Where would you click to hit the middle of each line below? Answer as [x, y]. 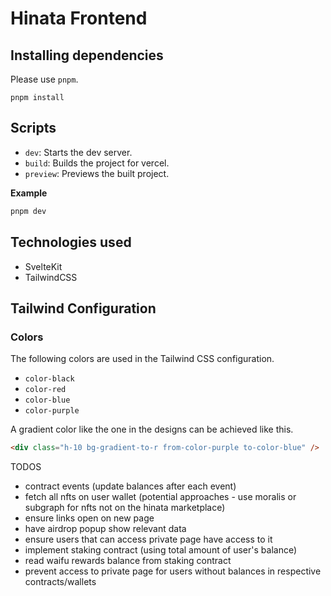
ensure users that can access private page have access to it [148, 539]
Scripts [33, 128]
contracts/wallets [60, 582]
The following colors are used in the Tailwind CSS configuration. [142, 359]
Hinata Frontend [79, 18]
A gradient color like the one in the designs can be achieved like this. [152, 429]
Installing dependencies [87, 55]
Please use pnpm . [44, 79]
